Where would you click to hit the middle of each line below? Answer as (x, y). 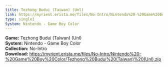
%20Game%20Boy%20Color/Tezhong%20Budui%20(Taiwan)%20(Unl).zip (83, 59)
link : (11, 14)
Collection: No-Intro (26, 48)
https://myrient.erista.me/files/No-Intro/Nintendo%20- (85, 54)
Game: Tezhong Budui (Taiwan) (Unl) (43, 38)
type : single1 (20, 19)
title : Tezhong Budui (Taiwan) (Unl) (44, 10)
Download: (17, 54)
